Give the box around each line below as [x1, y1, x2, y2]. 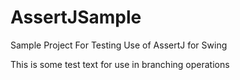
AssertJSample [10, 6, 142, 29]
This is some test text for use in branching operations [10, 58, 230, 70]
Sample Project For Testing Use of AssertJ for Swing [10, 39, 228, 51]
